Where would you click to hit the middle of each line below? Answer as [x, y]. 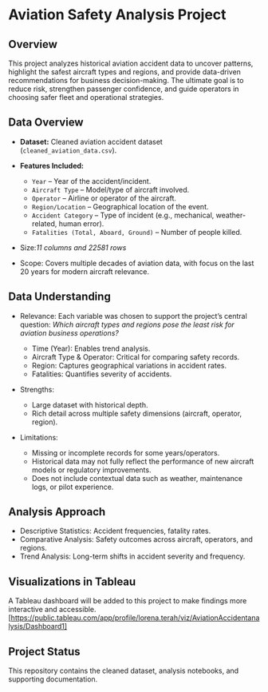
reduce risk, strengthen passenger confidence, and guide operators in [124, 89]
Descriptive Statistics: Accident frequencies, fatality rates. [115, 531]
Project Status [45, 652]
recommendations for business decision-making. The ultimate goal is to [126, 80]
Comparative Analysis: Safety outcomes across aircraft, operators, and [136, 539]
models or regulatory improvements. [91, 470]
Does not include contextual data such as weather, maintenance [137, 478]
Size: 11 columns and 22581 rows [73, 247]
